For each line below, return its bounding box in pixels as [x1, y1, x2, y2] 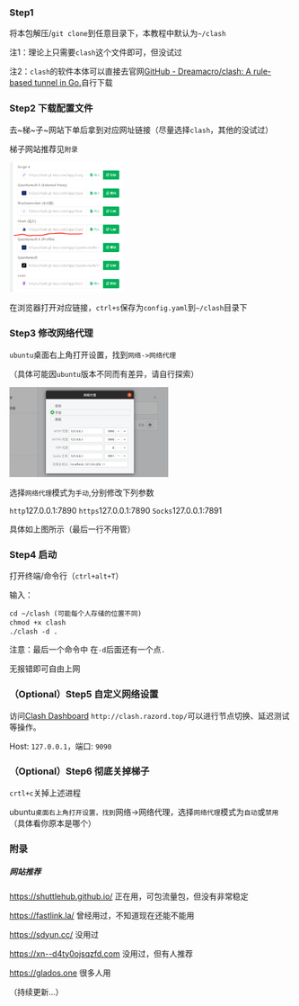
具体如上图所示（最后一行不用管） [9, 524, 136, 534]
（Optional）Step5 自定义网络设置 [9, 688, 159, 701]
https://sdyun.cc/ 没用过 [9, 929, 99, 939]
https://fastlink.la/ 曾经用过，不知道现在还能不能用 [9, 910, 195, 921]
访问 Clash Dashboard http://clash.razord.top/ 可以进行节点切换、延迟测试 [9, 710, 290, 721]
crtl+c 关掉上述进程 [9, 787, 81, 798]
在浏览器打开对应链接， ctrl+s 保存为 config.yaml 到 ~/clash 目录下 [9, 302, 248, 313]
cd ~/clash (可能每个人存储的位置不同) [9, 609, 142, 618]
